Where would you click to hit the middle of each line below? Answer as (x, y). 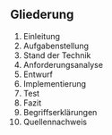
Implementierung (55, 83)
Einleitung (42, 36)
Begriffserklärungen (60, 112)
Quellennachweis (55, 122)
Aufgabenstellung (56, 46)
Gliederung (42, 15)
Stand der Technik (57, 55)
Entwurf (38, 74)
